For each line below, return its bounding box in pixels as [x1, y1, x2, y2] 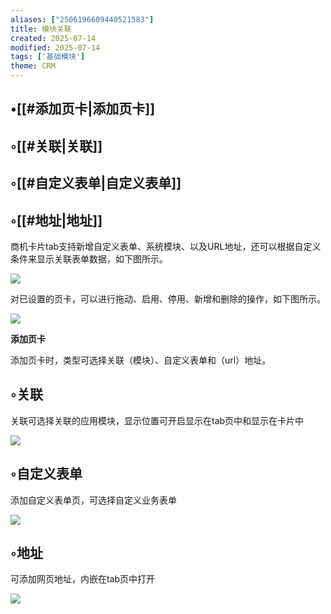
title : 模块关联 [10, 24, 72, 34]
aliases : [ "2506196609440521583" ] [10, 14, 155, 25]
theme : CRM [10, 61, 56, 71]
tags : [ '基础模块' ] [10, 52, 86, 62]
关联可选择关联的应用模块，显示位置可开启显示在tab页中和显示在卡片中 [10, 414, 305, 426]
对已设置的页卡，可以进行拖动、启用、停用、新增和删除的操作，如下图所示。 [10, 292, 326, 305]
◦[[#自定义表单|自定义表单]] [10, 175, 182, 192]
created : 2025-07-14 [10, 33, 97, 43]
